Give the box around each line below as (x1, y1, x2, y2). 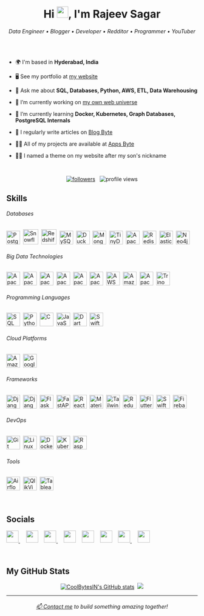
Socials (6, 514, 35, 524)
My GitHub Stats (6, 566, 70, 577)
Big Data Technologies (6, 252, 63, 260)
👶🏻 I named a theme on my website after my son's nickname (15, 152, 167, 159)
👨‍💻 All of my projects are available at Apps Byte (15, 140, 135, 148)
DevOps (6, 417, 27, 424)
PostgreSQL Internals (15, 117, 71, 124)
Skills (6, 193, 27, 203)
